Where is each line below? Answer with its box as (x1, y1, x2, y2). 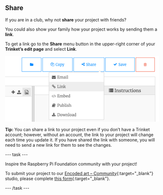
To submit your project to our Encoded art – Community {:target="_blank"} (5, 170, 154, 176)
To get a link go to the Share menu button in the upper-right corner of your (5, 41, 155, 47)
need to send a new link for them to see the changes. (5, 142, 112, 148)
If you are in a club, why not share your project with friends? (5, 17, 127, 22)
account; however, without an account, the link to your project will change (5, 132, 154, 137)
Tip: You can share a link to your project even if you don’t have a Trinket (5, 126, 150, 132)
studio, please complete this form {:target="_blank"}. (5, 175, 110, 181)
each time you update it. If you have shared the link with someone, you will (5, 136, 155, 143)
